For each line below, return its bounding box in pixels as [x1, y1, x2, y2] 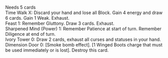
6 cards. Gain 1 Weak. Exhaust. [5, 15, 70, 21]
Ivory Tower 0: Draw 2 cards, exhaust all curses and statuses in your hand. [5, 36, 161, 42]
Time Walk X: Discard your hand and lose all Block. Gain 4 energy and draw [5, 10, 163, 16]
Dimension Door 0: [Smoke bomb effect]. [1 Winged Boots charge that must [5, 42, 163, 47]
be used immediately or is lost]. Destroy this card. [5, 47, 109, 53]
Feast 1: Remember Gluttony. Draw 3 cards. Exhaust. [5, 20, 115, 26]
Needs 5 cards [5, 5, 36, 10]
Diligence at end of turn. [5, 31, 56, 37]
